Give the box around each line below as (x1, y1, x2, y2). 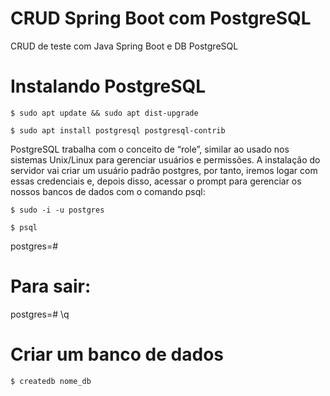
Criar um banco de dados (10, 343, 224, 366)
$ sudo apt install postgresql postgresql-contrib (10, 125, 226, 136)
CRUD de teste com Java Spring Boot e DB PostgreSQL (10, 40, 239, 52)
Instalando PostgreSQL (10, 75, 207, 98)
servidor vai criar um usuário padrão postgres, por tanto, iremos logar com (10, 164, 318, 176)
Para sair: (10, 275, 92, 298)
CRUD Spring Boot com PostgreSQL (10, 7, 312, 30)
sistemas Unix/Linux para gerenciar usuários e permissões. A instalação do (10, 153, 321, 166)
